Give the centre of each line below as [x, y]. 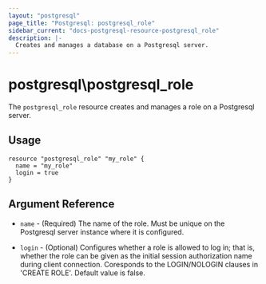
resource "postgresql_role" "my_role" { [77, 159]
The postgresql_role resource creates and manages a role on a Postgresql [131, 107]
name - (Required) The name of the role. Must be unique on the [122, 223]
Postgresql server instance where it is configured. [102, 231]
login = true [37, 172]
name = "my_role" [44, 166]
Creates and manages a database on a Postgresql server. [112, 45]
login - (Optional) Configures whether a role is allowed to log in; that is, [137, 247]
